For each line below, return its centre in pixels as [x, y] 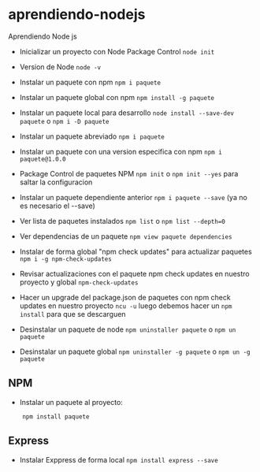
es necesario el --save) [58, 206]
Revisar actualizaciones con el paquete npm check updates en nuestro [134, 273]
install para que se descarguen [72, 314]
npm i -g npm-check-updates [65, 259]
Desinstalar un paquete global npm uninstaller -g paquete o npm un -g [135, 351]
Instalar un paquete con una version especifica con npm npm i [121, 151]
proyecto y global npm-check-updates [79, 282]
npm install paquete [56, 416]
